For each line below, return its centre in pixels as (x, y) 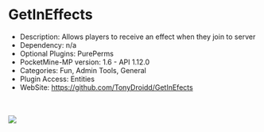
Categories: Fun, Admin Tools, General (83, 70)
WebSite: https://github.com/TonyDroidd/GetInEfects (106, 87)
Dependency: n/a (48, 45)
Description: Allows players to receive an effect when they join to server (138, 37)
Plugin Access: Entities (57, 79)
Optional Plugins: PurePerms (66, 53)
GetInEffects (50, 15)
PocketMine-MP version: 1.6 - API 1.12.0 (84, 62)
